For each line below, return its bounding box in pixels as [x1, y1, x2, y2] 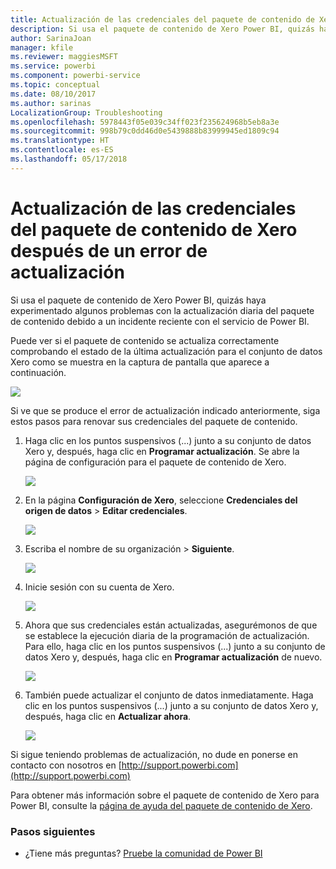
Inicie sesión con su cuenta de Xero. [24, 581, 175, 593]
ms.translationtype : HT [10, 136, 110, 146]
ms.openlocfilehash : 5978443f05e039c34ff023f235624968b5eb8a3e [10, 117, 280, 127]
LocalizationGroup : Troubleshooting [10, 107, 163, 118]
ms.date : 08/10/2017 [10, 89, 97, 99]
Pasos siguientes [10, 824, 96, 838]
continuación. [10, 366, 67, 378]
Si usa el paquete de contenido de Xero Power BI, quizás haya [10, 294, 267, 306]
